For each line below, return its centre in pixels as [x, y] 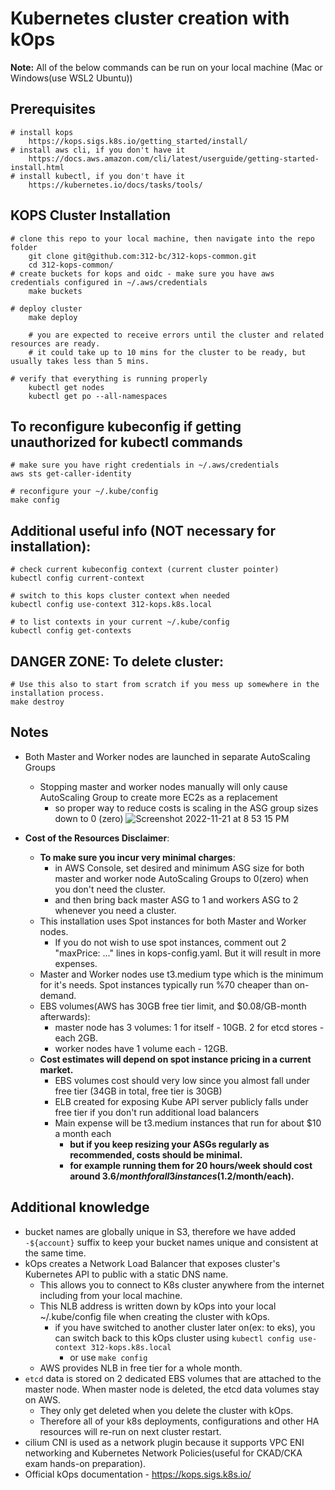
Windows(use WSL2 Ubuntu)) [71, 78]
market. [56, 1069]
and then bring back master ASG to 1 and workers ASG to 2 [176, 899]
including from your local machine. [111, 1295]
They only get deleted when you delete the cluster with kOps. [166, 1410]
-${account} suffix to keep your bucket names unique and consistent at [171, 1242]
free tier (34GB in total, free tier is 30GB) [138, 1091]
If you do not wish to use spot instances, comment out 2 [170, 942]
